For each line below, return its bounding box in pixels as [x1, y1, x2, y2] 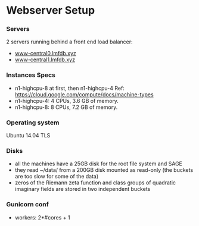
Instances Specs [6, 71, 55, 79]
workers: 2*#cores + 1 [14, 214, 70, 221]
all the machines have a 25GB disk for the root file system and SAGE [14, 160, 183, 167]
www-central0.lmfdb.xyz [14, 50, 76, 57]
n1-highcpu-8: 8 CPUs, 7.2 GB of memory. [14, 103, 118, 111]
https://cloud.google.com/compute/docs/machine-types [14, 90, 154, 98]
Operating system [6, 118, 60, 127]
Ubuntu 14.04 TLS [6, 132, 51, 139]
